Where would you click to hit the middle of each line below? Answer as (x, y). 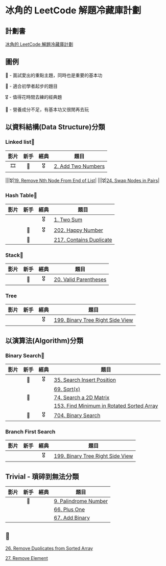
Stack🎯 (15, 255)
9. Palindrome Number (81, 501)
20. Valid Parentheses (80, 279)
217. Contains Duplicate (83, 240)
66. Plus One (69, 510)
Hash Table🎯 (21, 195)
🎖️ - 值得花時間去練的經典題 (34, 97)
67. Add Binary (72, 518)
